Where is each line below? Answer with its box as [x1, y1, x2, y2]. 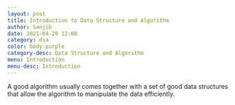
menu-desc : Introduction [7, 63, 81, 70]
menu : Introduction [7, 56, 65, 63]
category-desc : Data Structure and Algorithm [7, 50, 144, 57]
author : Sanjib [7, 23, 52, 30]
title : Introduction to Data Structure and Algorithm [7, 17, 170, 24]
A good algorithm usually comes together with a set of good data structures [7, 82, 229, 90]
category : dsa [7, 37, 50, 44]
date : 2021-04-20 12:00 [7, 30, 78, 37]
